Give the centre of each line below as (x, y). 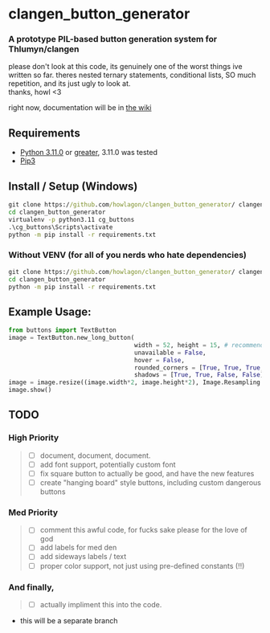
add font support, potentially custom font (108, 464)
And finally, (31, 587)
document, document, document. (95, 455)
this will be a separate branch (69, 620)
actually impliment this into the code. (101, 604)
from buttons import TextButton (62, 330)
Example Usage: (50, 311)
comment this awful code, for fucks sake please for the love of (143, 530)
